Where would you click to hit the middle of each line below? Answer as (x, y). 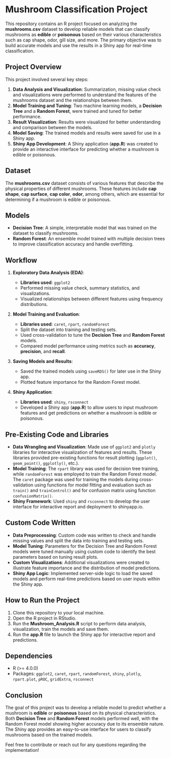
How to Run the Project (43, 600)
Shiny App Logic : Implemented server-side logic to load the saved (82, 573)
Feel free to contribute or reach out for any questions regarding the (76, 745)
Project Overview (33, 67)
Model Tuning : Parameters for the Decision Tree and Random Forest (85, 546)
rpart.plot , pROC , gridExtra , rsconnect (53, 679)
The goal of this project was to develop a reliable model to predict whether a (86, 708)
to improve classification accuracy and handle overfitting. (73, 244)
